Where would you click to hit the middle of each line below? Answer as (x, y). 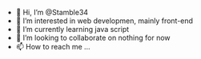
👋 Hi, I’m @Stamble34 (52, 12)
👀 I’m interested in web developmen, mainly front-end (105, 21)
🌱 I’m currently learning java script (72, 29)
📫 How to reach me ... (53, 47)
